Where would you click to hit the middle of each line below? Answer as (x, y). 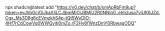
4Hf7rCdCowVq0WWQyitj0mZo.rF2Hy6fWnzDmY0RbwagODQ (70, 23)
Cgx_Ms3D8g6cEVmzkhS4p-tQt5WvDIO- (48, 18)
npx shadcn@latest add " (31, 7)
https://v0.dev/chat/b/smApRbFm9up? (96, 7)
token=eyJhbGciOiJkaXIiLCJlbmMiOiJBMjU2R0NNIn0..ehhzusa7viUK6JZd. (82, 12)
